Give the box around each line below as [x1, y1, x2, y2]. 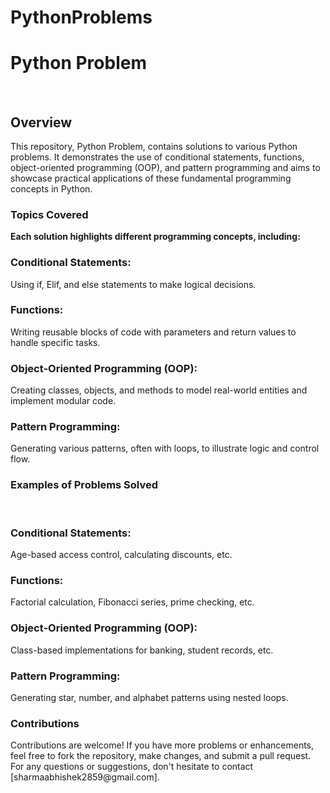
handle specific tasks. [10, 336, 101, 348]
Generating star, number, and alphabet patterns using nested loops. [10, 691, 289, 703]
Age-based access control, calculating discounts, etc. [10, 549, 233, 561]
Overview [10, 114, 73, 131]
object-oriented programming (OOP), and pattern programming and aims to [10, 161, 321, 173]
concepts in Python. [10, 182, 93, 195]
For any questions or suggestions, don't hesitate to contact [10, 761, 254, 773]
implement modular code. [10, 395, 117, 407]
